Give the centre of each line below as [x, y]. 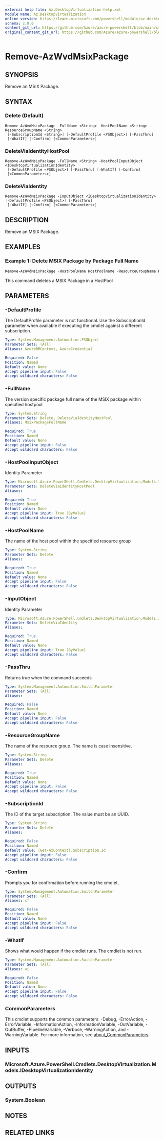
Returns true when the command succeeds [48, 677]
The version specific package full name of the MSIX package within [73, 399]
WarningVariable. [22, 1035]
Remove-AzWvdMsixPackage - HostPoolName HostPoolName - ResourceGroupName [81, 271]
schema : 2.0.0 [20, 23]
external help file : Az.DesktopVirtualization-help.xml [63, 10]
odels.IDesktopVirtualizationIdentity [49, 1070]
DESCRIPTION [27, 220]
